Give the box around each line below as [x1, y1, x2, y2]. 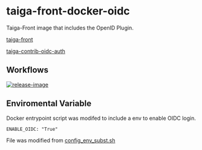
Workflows [6, 65, 48, 75]
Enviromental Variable [6, 98, 92, 109]
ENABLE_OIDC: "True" [6, 126, 59, 132]
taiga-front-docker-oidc [6, 4, 130, 18]
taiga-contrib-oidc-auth [6, 47, 65, 55]
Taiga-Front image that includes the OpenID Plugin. [6, 24, 134, 31]
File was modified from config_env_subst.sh [6, 137, 116, 144]
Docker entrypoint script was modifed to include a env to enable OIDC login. [6, 114, 197, 122]
